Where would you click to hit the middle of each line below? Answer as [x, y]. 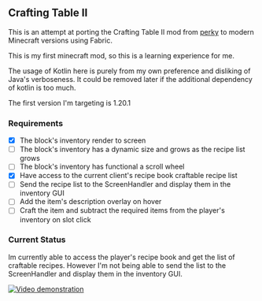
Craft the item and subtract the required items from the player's [122, 210]
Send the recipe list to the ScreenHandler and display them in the [125, 184]
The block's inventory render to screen [83, 140]
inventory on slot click [55, 219]
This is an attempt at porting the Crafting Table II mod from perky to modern [131, 32]
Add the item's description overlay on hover [90, 202]
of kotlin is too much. [42, 87]
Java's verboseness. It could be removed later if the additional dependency [131, 79]
